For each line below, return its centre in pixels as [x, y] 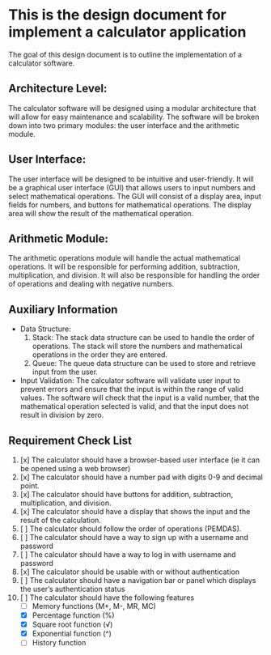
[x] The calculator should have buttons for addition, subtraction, [126, 494]
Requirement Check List [70, 440]
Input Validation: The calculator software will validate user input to [130, 381]
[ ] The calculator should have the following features [107, 598]
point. [30, 486]
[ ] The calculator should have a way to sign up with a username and [134, 537]
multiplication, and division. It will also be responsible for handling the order [134, 275]
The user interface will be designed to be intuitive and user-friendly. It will [131, 179]
